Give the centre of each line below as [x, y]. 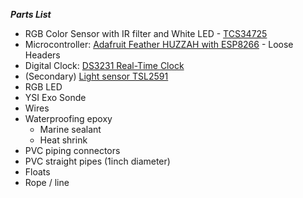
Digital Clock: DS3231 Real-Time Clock [104, 65]
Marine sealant [70, 129]
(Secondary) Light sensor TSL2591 [96, 76]
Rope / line [47, 182]
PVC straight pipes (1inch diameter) [97, 161]
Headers [42, 55]
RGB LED [43, 87]
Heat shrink [63, 140]
